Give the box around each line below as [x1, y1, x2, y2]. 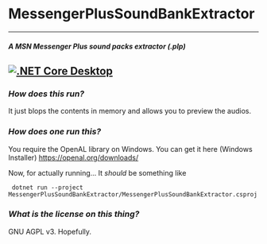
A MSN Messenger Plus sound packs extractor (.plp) [8, 41, 186, 51]
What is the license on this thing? [8, 208, 140, 219]
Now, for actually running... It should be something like [8, 168, 187, 177]
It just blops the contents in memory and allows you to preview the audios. [8, 107, 252, 116]
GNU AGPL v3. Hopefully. [8, 227, 92, 236]
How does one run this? [8, 126, 102, 137]
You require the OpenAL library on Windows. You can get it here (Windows [8, 144, 253, 153]
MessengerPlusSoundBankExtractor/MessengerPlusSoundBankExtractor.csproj [8, 190, 258, 199]
